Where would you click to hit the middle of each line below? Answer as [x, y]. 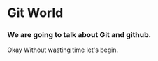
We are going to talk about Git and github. [79, 35]
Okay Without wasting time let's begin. [63, 50]
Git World [35, 13]
